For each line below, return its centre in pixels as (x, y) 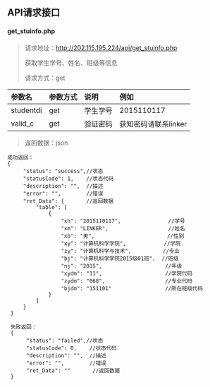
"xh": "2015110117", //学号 (123, 221)
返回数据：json (46, 143)
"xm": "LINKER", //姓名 (123, 228)
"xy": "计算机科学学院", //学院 (121, 243)
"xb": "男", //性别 (123, 236)
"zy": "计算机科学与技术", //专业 (120, 251)
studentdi (26, 110)
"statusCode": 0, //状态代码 (72, 348)
